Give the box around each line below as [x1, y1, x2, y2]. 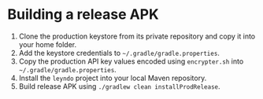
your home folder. [18, 39, 77, 49]
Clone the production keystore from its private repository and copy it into [18, 31, 256, 41]
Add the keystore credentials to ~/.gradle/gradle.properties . [18, 48, 220, 57]
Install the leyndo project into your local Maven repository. [18, 73, 207, 82]
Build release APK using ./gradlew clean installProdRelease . [18, 81, 221, 91]
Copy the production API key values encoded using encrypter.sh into [18, 57, 244, 66]
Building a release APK [7, 5, 159, 24]
